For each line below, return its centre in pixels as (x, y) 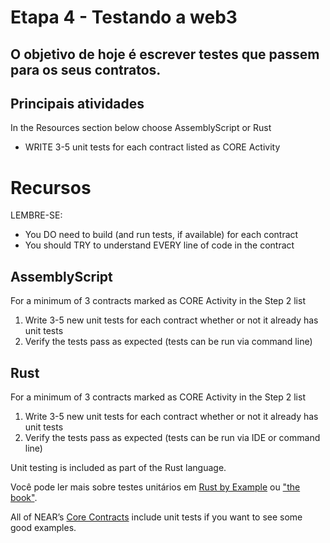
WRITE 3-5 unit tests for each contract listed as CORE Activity (152, 147)
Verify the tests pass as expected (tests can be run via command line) (168, 342)
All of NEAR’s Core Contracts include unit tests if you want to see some (156, 517)
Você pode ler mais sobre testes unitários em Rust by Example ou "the (155, 487)
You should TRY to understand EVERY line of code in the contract (159, 245)
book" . (24, 497)
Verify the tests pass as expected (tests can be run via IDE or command (172, 437)
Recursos (51, 187)
